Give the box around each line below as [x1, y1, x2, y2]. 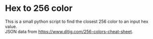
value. [5, 23, 17, 29]
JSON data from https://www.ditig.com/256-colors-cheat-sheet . [5, 29, 134, 34]
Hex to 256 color [5, 3, 73, 14]
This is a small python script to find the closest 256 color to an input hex [5, 19, 149, 24]
